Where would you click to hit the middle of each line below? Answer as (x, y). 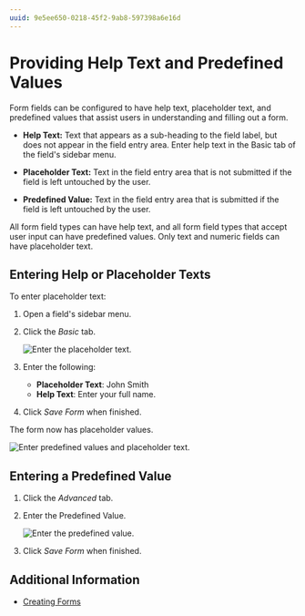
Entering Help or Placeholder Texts (110, 274)
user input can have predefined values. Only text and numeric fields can (145, 236)
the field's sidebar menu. (69, 154)
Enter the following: (59, 367)
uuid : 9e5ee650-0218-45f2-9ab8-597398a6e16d (95, 18)
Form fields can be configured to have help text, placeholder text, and (140, 108)
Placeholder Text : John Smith (92, 385)
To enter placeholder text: (58, 296)
